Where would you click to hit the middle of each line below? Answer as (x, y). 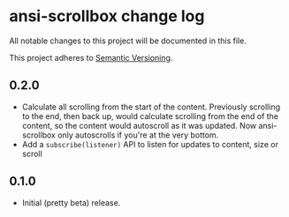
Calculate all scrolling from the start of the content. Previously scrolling (151, 107)
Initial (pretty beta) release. (71, 202)
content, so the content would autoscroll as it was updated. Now (139, 125)
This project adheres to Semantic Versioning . (91, 57)
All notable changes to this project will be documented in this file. (128, 41)
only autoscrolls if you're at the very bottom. (138, 135)
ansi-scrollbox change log (107, 16)
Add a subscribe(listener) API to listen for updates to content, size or (150, 144)
